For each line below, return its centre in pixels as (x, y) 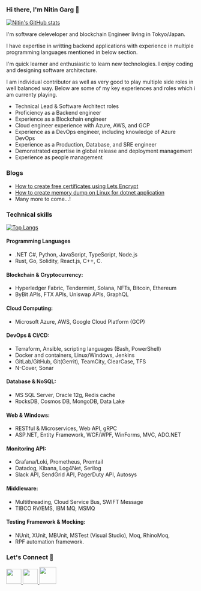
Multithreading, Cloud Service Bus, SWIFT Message (79, 502)
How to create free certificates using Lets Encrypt (76, 186)
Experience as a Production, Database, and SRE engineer (86, 145)
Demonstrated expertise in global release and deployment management (103, 151)
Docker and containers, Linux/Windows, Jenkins (75, 355)
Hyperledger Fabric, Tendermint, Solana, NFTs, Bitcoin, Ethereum (96, 288)
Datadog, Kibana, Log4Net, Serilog (58, 468)
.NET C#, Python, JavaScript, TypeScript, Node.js (76, 255)
